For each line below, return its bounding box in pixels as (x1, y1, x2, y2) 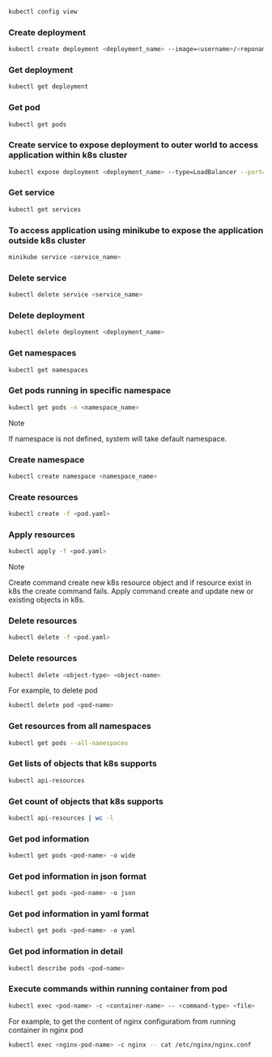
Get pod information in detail (8, 946, 123, 957)
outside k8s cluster (8, 235, 87, 246)
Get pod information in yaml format (8, 908, 150, 919)
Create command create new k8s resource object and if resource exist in (8, 578, 252, 587)
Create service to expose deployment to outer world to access (8, 139, 259, 151)
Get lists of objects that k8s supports (8, 758, 158, 769)
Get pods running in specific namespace (8, 385, 172, 396)
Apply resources (8, 529, 75, 540)
